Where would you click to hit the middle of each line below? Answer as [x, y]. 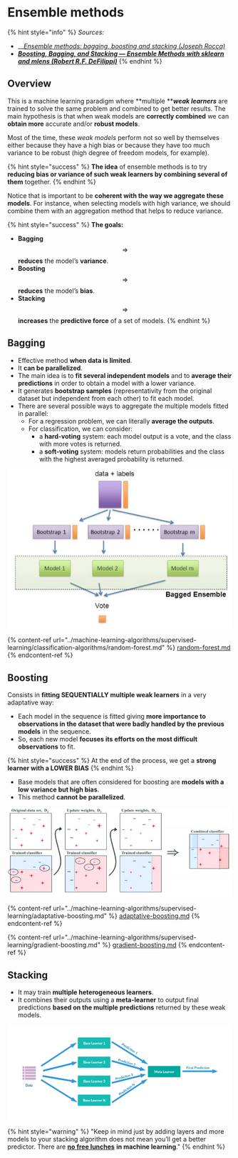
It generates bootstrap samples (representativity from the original [115, 391]
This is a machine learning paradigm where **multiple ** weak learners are [118, 101]
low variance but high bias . [58, 789]
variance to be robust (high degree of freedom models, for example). [108, 153]
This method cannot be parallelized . [72, 797]
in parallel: [33, 413]
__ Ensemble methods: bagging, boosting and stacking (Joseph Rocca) [121, 46]
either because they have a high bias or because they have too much [109, 145]
